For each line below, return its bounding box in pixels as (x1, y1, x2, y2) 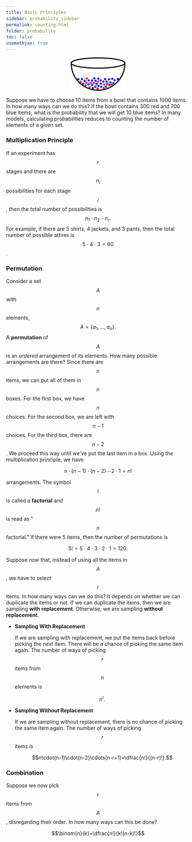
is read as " (6, 515, 34, 523)
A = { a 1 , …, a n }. (80, 324, 116, 332)
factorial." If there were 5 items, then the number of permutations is (6, 534, 168, 541)
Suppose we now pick (6, 782, 60, 789)
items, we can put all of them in (6, 377, 82, 384)
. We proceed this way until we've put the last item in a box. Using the (6, 450, 173, 457)
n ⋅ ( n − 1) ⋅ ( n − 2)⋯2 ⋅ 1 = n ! (64, 468, 132, 475)
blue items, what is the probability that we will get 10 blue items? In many (6, 109, 181, 116)
